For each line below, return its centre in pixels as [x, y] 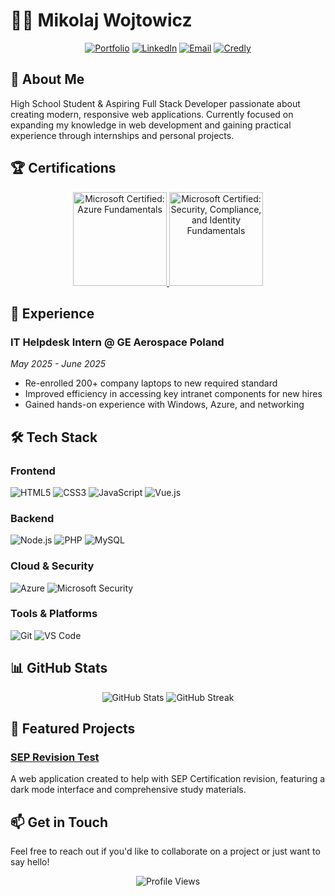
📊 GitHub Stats [59, 668]
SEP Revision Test [55, 757]
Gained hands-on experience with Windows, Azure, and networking [164, 405]
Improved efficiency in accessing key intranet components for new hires [173, 394]
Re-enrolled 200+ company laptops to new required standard [151, 383]
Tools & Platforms [54, 614]
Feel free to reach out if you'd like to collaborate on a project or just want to [165, 851]
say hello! [30, 862]
